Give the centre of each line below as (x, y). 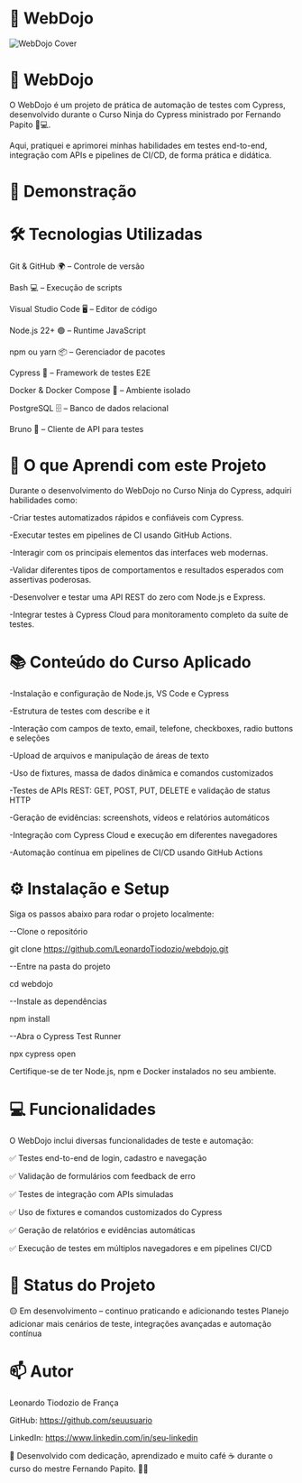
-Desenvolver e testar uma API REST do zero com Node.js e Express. (137, 597)
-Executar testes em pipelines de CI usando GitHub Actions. (121, 535)
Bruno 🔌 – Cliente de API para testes (77, 429)
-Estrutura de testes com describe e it (80, 711)
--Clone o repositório (49, 931)
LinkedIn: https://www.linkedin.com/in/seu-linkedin (104, 1437)
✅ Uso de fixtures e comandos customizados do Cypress (116, 1211)
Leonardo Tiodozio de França (64, 1403)
